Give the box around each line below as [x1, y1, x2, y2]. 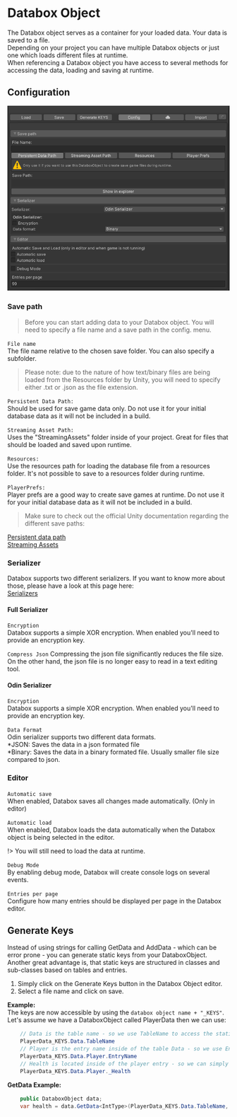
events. [7, 875, 29, 884]
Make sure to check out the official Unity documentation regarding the [24, 511, 229, 520]
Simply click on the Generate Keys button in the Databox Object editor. [17, 980, 223, 988]
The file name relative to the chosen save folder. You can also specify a [7, 347, 215, 355]
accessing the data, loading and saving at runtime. [7, 66, 154, 74]
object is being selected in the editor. [7, 833, 115, 841]
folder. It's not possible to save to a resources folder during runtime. [7, 469, 205, 478]
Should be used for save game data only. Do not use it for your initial [7, 404, 207, 412]
